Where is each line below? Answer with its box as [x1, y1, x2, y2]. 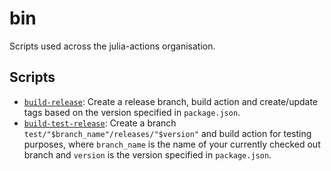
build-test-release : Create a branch [23, 117, 177, 129]
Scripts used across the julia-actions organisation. [9, 40, 216, 52]
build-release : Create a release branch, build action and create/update [23, 95, 319, 107]
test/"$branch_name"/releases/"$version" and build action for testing [23, 127, 312, 139]
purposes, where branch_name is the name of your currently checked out [23, 138, 321, 150]
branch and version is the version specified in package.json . [23, 148, 272, 161]
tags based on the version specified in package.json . [23, 106, 241, 118]
